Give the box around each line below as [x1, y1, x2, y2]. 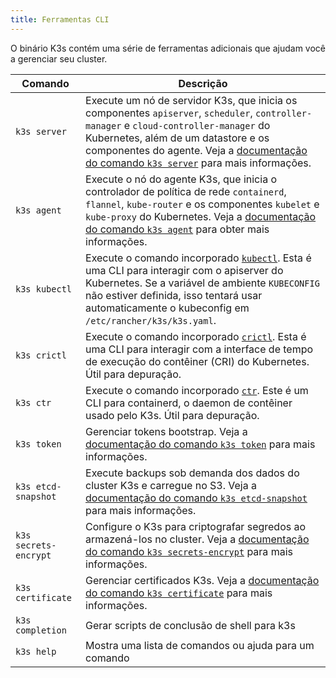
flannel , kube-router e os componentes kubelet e [85, 197, 320, 211]
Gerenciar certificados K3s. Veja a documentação [85, 573, 320, 587]
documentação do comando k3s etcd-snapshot [85, 491, 308, 505]
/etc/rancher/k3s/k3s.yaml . [85, 313, 217, 327]
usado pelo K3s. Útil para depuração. [85, 408, 260, 422]
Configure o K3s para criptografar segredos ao [85, 519, 307, 533]
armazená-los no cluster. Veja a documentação [85, 532, 310, 546]
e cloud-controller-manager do [123, 118, 271, 132]
